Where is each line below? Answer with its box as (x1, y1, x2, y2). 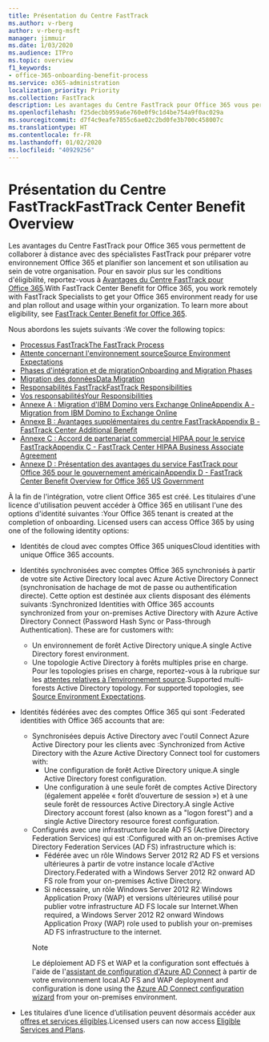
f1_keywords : (8, 64, 52, 72)
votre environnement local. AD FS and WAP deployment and (31, 975, 229, 985)
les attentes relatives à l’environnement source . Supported (31, 675, 223, 685)
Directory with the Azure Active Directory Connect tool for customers (31, 749, 260, 758)
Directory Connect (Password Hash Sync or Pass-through (19, 616, 211, 626)
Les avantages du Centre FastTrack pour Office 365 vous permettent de (8, 241, 247, 251)
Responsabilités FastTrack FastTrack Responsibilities (19, 382, 192, 393)
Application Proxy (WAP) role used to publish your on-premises (43, 919, 253, 928)
